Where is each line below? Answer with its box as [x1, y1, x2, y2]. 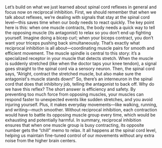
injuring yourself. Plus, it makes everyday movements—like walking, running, [5, 102, 158, 107]
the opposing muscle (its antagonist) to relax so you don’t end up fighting [5, 30, 151, 35]
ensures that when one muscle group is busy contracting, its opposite [5, 122, 144, 128]
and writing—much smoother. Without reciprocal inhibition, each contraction [5, 107, 157, 113]
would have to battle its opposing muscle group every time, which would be [5, 112, 156, 118]
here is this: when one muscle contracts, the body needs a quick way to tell [5, 25, 155, 30]
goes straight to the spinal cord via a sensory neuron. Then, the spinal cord [5, 66, 155, 72]
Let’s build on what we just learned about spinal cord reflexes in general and [5, 4, 157, 10]
